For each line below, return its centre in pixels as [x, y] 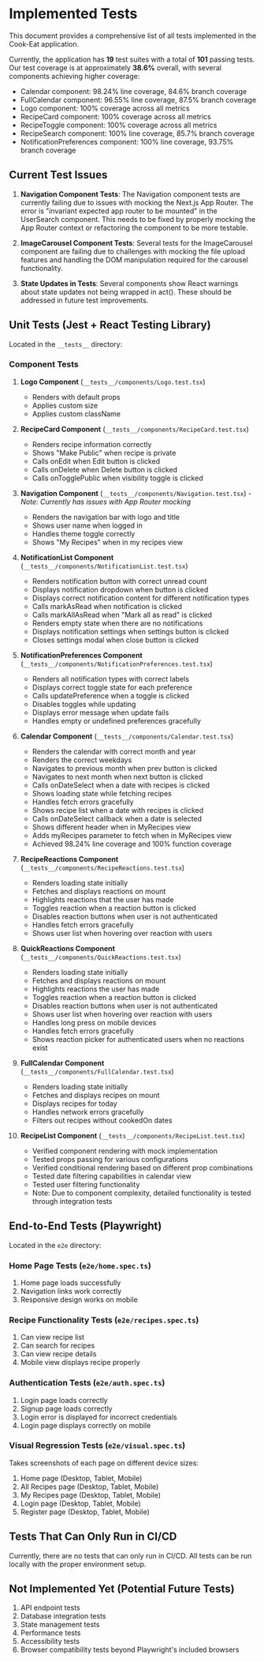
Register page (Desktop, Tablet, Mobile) [85, 1512]
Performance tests [50, 1633]
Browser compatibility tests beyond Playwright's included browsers [130, 1650]
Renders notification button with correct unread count [119, 581]
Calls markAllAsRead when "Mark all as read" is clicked [122, 615]
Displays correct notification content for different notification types [141, 598]
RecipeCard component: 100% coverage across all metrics [115, 116]
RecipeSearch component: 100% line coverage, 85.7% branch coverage [138, 133]
